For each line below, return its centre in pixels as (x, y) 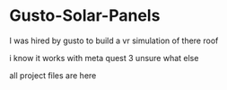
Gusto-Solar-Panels (85, 16)
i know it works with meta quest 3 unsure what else (104, 58)
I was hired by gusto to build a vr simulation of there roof (114, 40)
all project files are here (53, 75)
